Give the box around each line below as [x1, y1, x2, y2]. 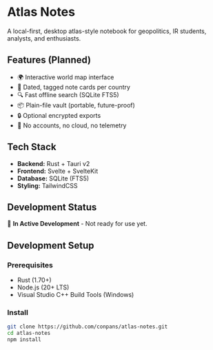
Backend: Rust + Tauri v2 [17, 159, 90, 167]
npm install [7, 336, 41, 343]
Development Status [7, 201, 97, 213]
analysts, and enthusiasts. [7, 34, 81, 42]
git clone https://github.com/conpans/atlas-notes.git [7, 323, 168, 331]
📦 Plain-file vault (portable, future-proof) [17, 101, 136, 109]
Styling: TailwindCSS [17, 181, 78, 189]
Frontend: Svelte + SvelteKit [17, 167, 99, 175]
